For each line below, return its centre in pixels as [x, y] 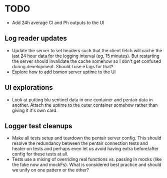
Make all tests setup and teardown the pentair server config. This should [86, 138]
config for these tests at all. [40, 154]
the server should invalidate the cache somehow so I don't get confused [86, 61]
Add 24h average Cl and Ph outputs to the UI [58, 23]
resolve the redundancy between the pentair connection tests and [80, 143]
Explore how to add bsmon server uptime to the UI [64, 72]
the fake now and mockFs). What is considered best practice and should [86, 165]
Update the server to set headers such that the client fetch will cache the [87, 50]
